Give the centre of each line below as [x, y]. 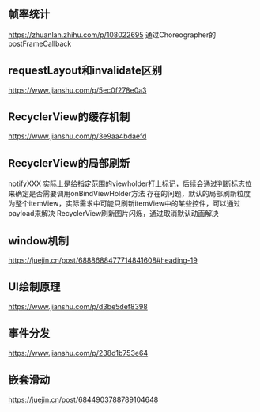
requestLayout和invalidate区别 [85, 71]
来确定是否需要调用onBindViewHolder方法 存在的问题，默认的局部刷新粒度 [130, 194]
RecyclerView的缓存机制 [69, 117]
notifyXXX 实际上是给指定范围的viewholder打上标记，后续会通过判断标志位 [130, 183]
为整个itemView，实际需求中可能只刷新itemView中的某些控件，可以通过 [124, 203]
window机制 [39, 241]
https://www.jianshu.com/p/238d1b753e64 [78, 353]
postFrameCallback [40, 43]
